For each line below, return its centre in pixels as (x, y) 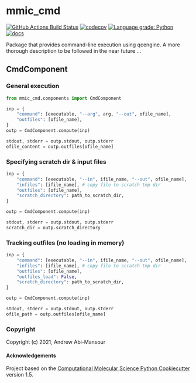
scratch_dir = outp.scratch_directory (53, 228)
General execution (33, 86)
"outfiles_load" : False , (47, 277)
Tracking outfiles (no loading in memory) (65, 243)
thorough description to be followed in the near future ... (74, 50)
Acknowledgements (31, 355)
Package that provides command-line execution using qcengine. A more (93, 45)
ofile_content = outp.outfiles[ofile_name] (60, 147)
